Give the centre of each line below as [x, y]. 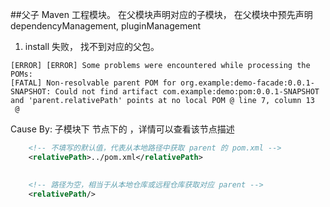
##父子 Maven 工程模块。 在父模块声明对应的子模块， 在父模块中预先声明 [161, 14]
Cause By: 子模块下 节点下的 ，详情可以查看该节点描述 [122, 129]
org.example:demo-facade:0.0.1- [247, 83]
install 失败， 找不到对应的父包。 [92, 46]
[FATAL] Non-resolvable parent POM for [93, 83]
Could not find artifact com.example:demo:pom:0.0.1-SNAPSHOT [187, 92]
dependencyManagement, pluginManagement [106, 26]
